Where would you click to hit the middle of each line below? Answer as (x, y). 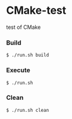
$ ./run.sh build (28, 55)
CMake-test (36, 11)
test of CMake (24, 27)
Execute (18, 70)
